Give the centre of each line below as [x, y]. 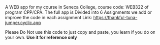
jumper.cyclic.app [23, 22]
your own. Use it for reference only [41, 37]
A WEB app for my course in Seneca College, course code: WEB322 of [77, 7]
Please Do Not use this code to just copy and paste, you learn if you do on [80, 32]
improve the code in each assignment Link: [49, 17]
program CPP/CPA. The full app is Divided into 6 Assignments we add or [79, 12]
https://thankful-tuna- [115, 17]
